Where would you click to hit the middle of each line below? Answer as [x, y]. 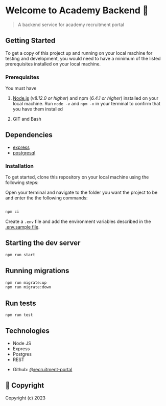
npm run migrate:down [28, 287]
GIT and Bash [27, 119]
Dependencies [29, 135]
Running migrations [37, 271]
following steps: [22, 183]
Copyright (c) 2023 [26, 398]
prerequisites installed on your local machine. [53, 64]
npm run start [20, 255]
